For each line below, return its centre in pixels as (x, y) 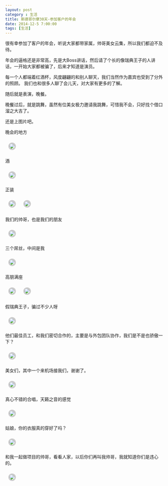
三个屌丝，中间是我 (25, 248)
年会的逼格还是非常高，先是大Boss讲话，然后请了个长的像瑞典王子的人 (78, 60)
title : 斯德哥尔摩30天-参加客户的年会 (41, 19)
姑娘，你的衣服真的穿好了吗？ (36, 428)
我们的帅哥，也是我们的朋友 (34, 219)
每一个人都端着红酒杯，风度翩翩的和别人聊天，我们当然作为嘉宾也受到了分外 (84, 77)
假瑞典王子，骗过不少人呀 (31, 307)
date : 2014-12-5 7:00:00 (31, 24)
